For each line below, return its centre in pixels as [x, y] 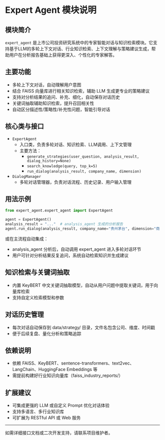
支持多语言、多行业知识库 [38, 411]
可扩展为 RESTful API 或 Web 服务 [46, 418]
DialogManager [27, 176]
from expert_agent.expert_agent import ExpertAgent [59, 211]
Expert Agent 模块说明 [51, 10]
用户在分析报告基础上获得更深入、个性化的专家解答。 [63, 55]
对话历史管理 [25, 315]
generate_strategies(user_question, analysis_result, [83, 156]
